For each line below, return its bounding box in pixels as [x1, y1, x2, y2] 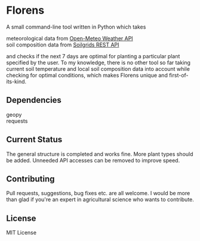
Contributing [6, 174, 55, 184]
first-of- [169, 71, 189, 79]
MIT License [6, 229, 37, 236]
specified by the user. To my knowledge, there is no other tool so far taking [6, 59, 191, 66]
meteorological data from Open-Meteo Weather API [6, 35, 133, 42]
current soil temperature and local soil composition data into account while [6, 65, 190, 72]
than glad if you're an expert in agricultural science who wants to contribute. [6, 196, 194, 203]
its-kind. [6, 78, 27, 85]
